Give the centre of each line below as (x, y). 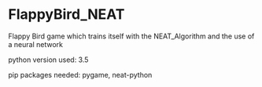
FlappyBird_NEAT (66, 14)
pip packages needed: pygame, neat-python (80, 74)
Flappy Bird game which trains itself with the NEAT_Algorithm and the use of (131, 36)
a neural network (35, 44)
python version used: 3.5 (48, 60)
